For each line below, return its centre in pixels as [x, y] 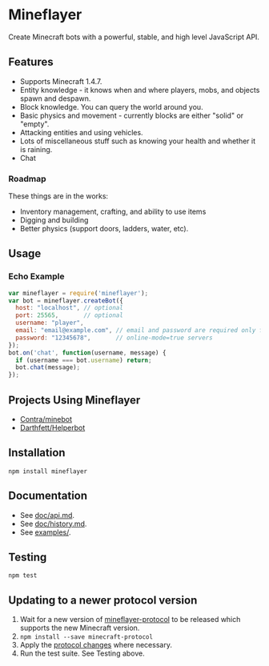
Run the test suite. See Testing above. [82, 653]
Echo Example [36, 276]
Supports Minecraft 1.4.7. [61, 81]
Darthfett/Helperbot [52, 428]
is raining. [36, 149]
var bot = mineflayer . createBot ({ [66, 301]
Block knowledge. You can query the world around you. [111, 106]
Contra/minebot [46, 419]
